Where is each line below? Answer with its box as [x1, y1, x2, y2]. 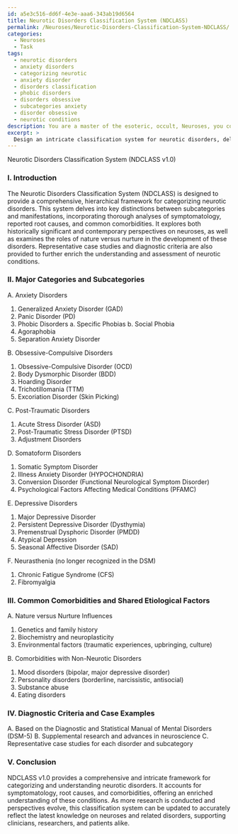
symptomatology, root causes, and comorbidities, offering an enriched [7, 789, 213, 797]
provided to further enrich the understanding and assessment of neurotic [7, 249, 221, 258]
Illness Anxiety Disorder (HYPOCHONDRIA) [17, 470, 144, 478]
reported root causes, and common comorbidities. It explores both [7, 219, 202, 228]
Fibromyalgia [17, 578, 56, 586]
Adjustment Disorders [17, 434, 81, 444]
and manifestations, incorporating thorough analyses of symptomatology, [7, 212, 222, 220]
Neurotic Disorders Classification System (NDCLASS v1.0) [7, 155, 176, 164]
